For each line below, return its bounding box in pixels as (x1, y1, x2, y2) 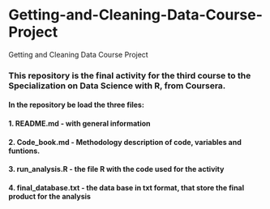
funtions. (8, 146, 41, 156)
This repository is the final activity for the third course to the (8, 70, 251, 81)
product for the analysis (8, 191, 92, 201)
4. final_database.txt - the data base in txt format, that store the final (8, 182, 245, 192)
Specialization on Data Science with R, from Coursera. (8, 79, 226, 91)
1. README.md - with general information (8, 119, 152, 129)
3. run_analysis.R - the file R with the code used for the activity (8, 164, 225, 174)
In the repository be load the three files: (8, 100, 144, 110)
